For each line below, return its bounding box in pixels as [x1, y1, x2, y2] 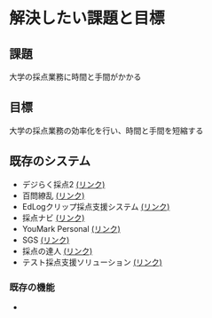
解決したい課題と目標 [9, 8, 166, 28]
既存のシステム [9, 154, 91, 169]
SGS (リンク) [21, 235, 70, 245]
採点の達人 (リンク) [21, 245, 93, 256]
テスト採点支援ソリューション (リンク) [21, 257, 162, 267]
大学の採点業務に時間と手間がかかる [9, 72, 142, 82]
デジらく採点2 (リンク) [21, 179, 106, 189]
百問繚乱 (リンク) [21, 190, 85, 201]
